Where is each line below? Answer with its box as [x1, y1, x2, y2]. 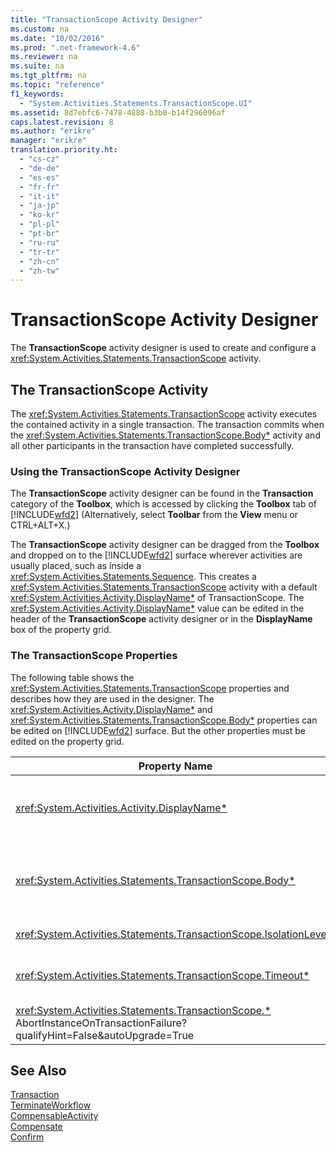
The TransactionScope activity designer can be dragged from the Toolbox [10, 539, 320, 551]
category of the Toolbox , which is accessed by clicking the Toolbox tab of [10, 498, 318, 510]
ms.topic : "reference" [10, 80, 105, 90]
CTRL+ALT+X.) [10, 519, 71, 531]
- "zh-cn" [19, 256, 60, 266]
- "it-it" [19, 191, 60, 201]
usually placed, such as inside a [10, 560, 142, 572]
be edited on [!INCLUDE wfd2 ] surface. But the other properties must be [10, 724, 306, 736]
